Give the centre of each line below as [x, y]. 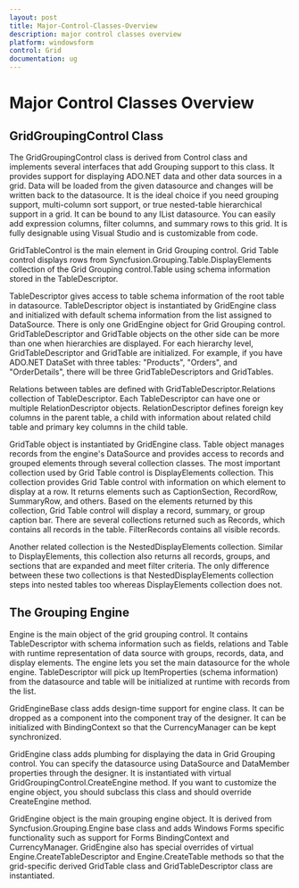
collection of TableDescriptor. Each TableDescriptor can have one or [135, 399]
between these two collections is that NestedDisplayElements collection [141, 575]
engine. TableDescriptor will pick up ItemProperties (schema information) [144, 672]
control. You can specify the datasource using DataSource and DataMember [149, 763]
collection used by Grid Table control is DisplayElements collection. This [141, 473]
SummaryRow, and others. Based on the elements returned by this [131, 501]
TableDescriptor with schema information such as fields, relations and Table [149, 644]
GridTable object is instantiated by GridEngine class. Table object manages [147, 444]
